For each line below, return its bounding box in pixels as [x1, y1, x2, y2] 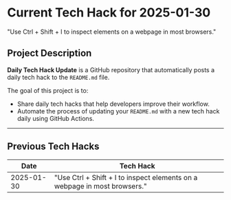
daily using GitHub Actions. [16, 114, 95, 122]
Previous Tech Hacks [7, 141, 100, 153]
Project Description [7, 47, 92, 59]
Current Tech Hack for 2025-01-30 [7, 5, 211, 21]
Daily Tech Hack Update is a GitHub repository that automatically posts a [7, 65, 215, 74]
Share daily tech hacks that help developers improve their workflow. [16, 100, 210, 108]
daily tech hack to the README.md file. [7, 73, 110, 81]
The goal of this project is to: [7, 86, 89, 94]
